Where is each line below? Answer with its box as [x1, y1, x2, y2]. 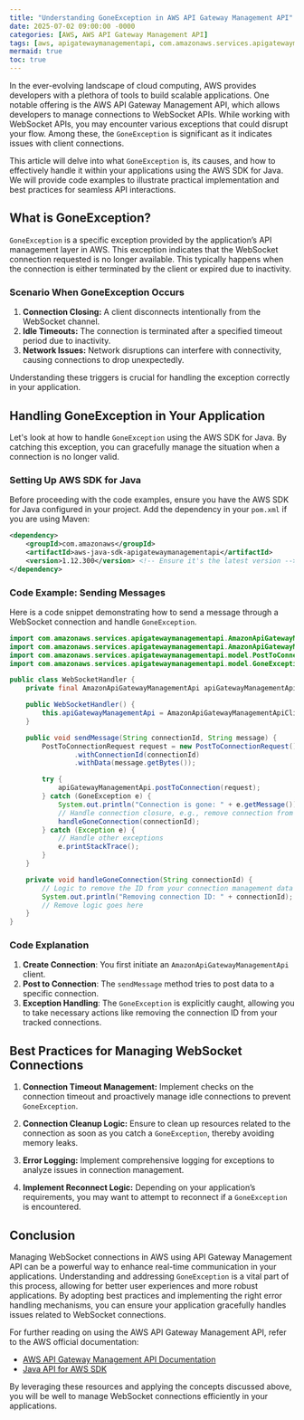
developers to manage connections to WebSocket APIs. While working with [9, 110, 290, 119]
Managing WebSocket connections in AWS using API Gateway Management [9, 1252, 292, 1263]
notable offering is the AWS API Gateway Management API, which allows [9, 100, 280, 110]
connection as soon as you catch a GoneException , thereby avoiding [22, 1128, 275, 1139]
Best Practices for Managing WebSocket [9, 1043, 242, 1059]
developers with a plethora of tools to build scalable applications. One [9, 90, 270, 100]
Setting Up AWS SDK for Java [9, 473, 142, 486]
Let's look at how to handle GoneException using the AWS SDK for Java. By [9, 432, 287, 443]
